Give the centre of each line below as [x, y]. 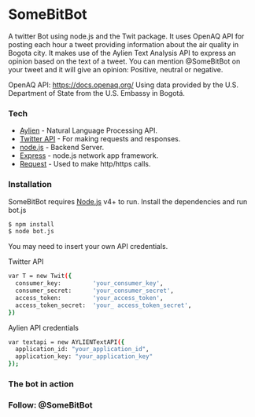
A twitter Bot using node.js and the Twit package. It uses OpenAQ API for [126, 36]
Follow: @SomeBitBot [50, 404]
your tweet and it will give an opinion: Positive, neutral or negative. [116, 69]
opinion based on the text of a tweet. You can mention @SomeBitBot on [124, 61]
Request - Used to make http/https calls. [85, 164]
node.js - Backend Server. [62, 148]
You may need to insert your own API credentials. [88, 247]
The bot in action [41, 384]
